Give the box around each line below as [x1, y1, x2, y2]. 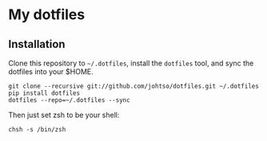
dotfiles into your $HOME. [8, 67, 94, 76]
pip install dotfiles [8, 89, 81, 97]
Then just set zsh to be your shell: [8, 110, 120, 119]
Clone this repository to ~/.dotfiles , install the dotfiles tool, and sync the [8, 58, 254, 68]
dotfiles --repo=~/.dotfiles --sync [8, 96, 130, 104]
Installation [8, 37, 66, 51]
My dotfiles [8, 6, 86, 24]
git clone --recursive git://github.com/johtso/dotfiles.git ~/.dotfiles [8, 82, 260, 90]
